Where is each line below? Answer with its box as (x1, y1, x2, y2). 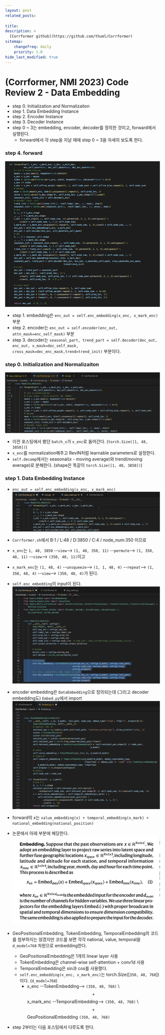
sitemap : (5, 39, 23, 44)
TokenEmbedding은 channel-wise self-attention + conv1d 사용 (19, 959, 145, 965)
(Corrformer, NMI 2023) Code (5, 76, 129, 88)
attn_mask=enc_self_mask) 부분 (12, 331, 75, 337)
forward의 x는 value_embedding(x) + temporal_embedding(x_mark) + (12, 815, 149, 821)
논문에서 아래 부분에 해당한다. (12, 830, 69, 837)
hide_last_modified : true (5, 55, 58, 60)
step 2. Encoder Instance (12, 114, 63, 120)
